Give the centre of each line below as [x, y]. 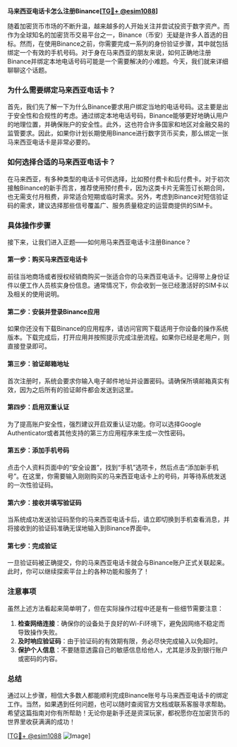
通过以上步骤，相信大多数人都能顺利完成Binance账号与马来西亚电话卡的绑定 [118, 695]
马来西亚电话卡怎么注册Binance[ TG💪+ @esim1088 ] [83, 11]
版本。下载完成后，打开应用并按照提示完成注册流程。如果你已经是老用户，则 [119, 337]
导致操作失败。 [39, 632]
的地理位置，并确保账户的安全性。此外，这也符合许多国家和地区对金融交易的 [119, 124]
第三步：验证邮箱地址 [38, 363]
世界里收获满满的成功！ [41, 722]
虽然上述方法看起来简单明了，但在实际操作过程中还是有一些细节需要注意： [115, 608]
